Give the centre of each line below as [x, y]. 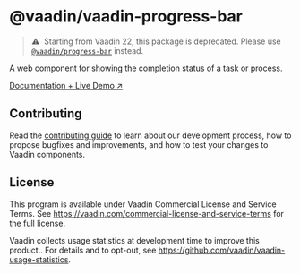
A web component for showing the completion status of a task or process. [146, 68]
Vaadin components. [47, 154]
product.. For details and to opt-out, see [83, 250]
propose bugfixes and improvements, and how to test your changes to [139, 144]
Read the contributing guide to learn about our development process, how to [150, 135]
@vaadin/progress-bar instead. [87, 50]
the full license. [37, 223]
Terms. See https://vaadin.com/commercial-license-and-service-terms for [147, 213]
